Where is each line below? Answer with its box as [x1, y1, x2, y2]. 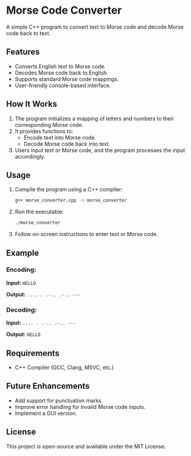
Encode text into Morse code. [23, 134, 96, 141]
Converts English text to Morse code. [14, 63, 106, 70]
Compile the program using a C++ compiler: [14, 186, 123, 193]
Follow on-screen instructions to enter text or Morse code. [14, 231, 158, 238]
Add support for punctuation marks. [14, 397, 103, 404]
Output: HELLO [6, 331, 40, 338]
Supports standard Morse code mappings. [14, 75, 119, 82]
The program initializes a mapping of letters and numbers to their [14, 114, 174, 122]
